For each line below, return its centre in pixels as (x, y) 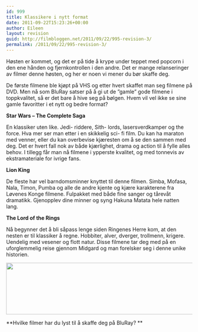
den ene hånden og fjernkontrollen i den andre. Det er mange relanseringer (98, 67)
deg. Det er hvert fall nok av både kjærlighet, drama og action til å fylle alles (98, 146)
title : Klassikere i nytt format (47, 17)
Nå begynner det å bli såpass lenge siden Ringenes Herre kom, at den (91, 229)
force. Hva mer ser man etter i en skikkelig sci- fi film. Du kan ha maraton (95, 133)
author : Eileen (25, 28)
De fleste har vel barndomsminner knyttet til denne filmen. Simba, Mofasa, (97, 181)
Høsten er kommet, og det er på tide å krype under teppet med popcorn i (95, 61)
